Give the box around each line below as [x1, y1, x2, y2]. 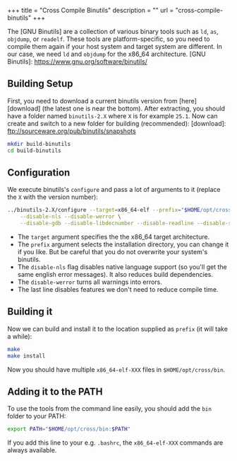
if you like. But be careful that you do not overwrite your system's [17, 248, 208, 256]
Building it [7, 306, 53, 318]
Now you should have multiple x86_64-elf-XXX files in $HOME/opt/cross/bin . [7, 365, 226, 374]
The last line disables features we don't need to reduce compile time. [17, 285, 219, 293]
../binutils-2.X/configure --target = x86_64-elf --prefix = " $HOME [7, 207, 200, 214]
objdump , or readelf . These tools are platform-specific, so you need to [7, 35, 210, 43]
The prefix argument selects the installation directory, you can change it [17, 240, 229, 249]
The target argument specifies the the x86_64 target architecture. [17, 233, 210, 241]
